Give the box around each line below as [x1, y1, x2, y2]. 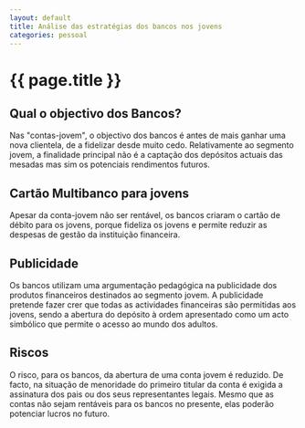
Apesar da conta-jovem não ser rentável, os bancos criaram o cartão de [9, 210, 281, 221]
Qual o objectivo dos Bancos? [9, 106, 182, 121]
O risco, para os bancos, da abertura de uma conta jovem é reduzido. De [9, 369, 284, 380]
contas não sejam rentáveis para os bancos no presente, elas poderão [9, 398, 274, 409]
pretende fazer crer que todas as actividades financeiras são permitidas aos [9, 299, 297, 310]
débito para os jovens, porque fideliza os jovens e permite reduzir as [9, 220, 268, 231]
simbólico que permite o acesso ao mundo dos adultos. [9, 318, 218, 329]
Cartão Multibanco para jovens [9, 185, 190, 201]
